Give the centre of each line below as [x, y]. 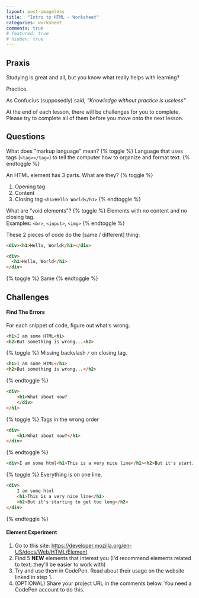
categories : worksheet [34, 22]
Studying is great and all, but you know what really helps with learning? [93, 77]
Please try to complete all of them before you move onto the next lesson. [95, 118]
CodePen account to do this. [49, 589]
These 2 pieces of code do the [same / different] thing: [73, 234]
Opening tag [30, 187]
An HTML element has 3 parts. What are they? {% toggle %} [80, 175]
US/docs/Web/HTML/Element [51, 552]
